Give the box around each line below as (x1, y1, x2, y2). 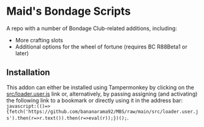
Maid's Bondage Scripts (6, 4, 131, 18)
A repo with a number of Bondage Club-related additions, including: (6, 25, 178, 32)
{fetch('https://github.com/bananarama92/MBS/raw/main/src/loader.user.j (6, 109, 199, 115)
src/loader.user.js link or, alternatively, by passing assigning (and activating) (6, 90, 198, 98)
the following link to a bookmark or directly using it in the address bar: (6, 96, 183, 104)
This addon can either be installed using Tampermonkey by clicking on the (6, 83, 194, 91)
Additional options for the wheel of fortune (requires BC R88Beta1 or (15, 43, 188, 50)
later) (15, 49, 29, 56)
